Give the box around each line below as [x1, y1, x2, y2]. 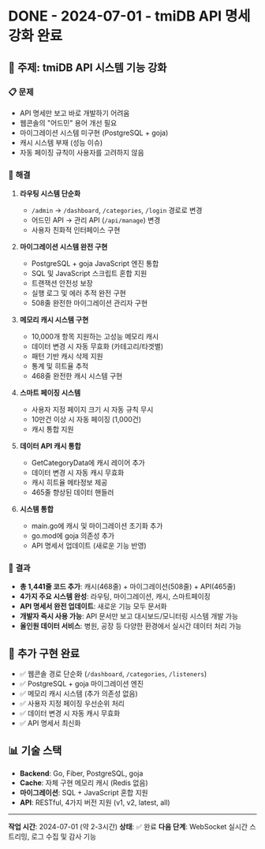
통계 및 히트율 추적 [31, 361, 89, 371]
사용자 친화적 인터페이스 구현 [31, 226, 121, 235]
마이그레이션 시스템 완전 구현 [19, 242, 108, 252]
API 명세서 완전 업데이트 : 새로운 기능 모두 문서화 [19, 601, 167, 612]
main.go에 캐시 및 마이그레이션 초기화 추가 [31, 522, 163, 531]
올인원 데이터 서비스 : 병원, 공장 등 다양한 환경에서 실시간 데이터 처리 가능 [19, 621, 242, 631]
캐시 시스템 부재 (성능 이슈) [19, 137, 103, 147]
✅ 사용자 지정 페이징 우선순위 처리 [19, 699, 125, 709]
